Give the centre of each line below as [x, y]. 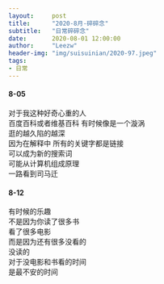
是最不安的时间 [33, 272]
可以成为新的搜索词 [40, 153]
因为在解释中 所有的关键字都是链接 [66, 143]
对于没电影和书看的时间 [47, 262]
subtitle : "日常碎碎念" [49, 31]
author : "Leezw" [43, 46]
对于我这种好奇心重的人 [47, 113]
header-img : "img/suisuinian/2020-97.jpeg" [83, 53]
